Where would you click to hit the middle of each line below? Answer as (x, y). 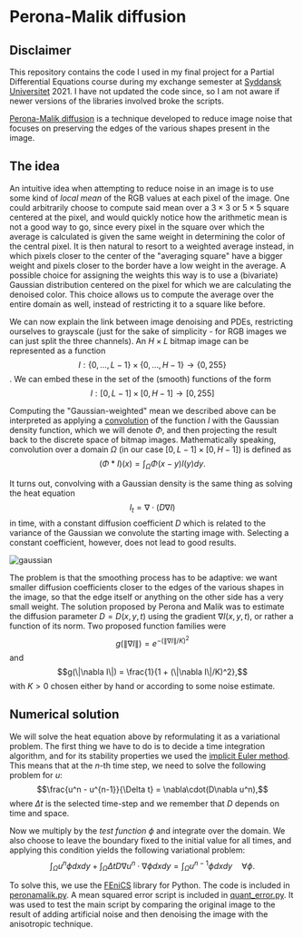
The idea (35, 167)
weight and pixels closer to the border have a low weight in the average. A (148, 265)
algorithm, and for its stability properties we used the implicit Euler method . (150, 755)
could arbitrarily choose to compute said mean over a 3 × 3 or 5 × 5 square (149, 207)
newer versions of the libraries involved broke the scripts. (117, 101)
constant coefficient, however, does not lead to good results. (123, 543)
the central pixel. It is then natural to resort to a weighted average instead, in (152, 246)
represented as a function (58, 351)
